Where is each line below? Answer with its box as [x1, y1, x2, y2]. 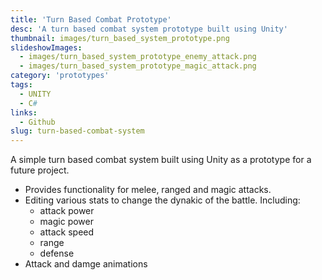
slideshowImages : [10, 42, 83, 53]
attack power [39, 205, 95, 217]
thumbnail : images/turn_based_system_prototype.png [10, 33, 230, 43]
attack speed [39, 226, 95, 238]
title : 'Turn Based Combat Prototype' [10, 14, 172, 25]
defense [39, 247, 75, 260]
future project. [10, 164, 70, 176]
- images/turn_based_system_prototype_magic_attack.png [19, 61, 257, 71]
